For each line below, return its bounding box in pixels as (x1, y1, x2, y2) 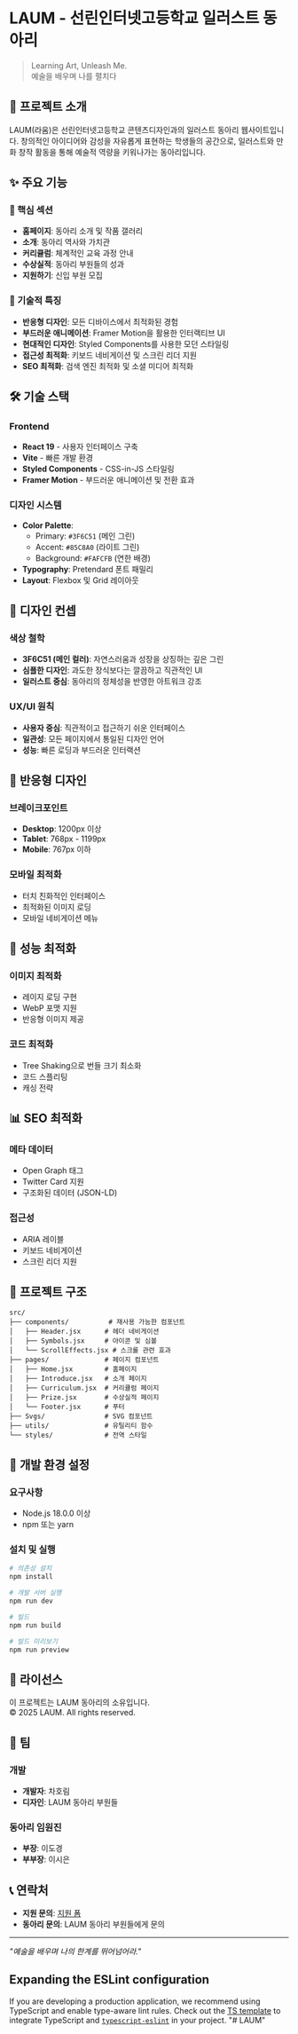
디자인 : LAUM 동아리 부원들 (21, 1796, 118, 1807)
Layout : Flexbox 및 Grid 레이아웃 (21, 574, 139, 586)
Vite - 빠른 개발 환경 (21, 453, 93, 463)
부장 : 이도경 (21, 1843, 64, 1854)
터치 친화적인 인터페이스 (21, 890, 106, 901)
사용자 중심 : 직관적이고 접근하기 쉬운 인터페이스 (21, 722, 186, 733)
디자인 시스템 (9, 499, 62, 511)
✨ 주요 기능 (9, 175, 68, 191)
